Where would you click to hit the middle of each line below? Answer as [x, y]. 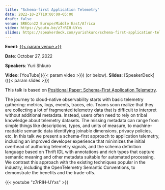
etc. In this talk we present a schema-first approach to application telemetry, [82, 136]
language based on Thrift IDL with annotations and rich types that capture [80, 152]
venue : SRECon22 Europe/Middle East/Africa [50, 23]
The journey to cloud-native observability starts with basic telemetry [74, 99]
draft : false [18, 19]
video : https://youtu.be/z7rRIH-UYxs [44, 28]
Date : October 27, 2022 [29, 56]
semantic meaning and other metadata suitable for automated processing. [80, 157]
